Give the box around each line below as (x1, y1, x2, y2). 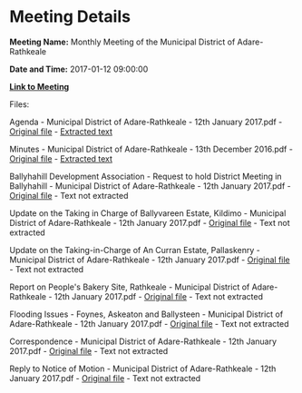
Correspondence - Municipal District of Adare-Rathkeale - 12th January (9, 336, 278, 347)
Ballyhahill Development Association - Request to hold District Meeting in (9, 171, 283, 182)
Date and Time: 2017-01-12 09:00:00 (9, 64, 149, 74)
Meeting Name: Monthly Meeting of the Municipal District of (9, 36, 236, 47)
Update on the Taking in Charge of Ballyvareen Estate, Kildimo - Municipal (9, 207, 287, 219)
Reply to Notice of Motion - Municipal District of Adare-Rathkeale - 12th (9, 363, 277, 374)
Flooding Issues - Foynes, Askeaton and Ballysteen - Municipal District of (9, 309, 284, 319)
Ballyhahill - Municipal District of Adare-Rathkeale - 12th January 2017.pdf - (9, 180, 292, 192)
